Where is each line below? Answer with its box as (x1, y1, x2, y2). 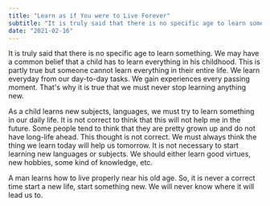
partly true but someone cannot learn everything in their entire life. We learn (8, 66, 260, 75)
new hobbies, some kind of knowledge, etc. (8, 158, 153, 168)
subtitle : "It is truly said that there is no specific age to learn (8, 19, 247, 27)
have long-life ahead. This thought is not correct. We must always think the (8, 132, 257, 142)
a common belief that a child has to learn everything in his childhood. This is (8, 57, 261, 67)
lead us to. (8, 190, 43, 200)
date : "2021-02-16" (8, 26, 74, 34)
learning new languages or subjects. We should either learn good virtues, (8, 149, 252, 159)
